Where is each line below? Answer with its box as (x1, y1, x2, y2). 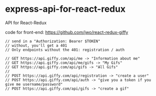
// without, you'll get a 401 (5, 43, 68, 48)
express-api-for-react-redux (5, 3, 126, 15)
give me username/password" (5, 82, 63, 87)
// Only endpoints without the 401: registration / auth (5, 47, 125, 52)
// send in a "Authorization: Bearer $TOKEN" (5, 38, 100, 44)
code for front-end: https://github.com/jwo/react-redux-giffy (5, 29, 128, 35)
